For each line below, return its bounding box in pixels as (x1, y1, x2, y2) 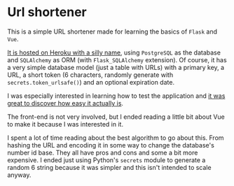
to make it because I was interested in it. (7, 120, 124, 128)
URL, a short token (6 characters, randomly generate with (7, 71, 174, 79)
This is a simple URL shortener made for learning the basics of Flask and (7, 27, 218, 36)
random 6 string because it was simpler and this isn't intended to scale (7, 163, 212, 171)
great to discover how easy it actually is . (7, 99, 124, 107)
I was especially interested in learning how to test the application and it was (7, 92, 226, 100)
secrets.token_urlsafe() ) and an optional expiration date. (7, 78, 175, 86)
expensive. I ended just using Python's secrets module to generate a (7, 155, 206, 164)
